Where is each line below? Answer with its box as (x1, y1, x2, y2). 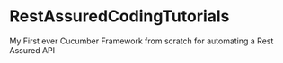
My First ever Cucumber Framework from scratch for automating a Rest (9, 35, 274, 46)
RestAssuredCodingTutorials (9, 6, 230, 27)
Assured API (9, 44, 56, 55)
